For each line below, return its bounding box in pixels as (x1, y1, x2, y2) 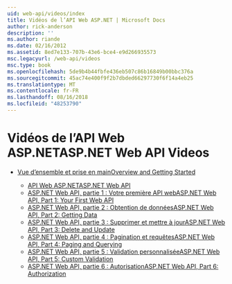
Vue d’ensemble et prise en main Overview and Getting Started (17, 168, 196, 176)
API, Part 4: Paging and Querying (27, 240, 123, 248)
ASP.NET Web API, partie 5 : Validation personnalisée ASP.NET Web (27, 247, 220, 256)
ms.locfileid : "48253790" (7, 100, 82, 107)
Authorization (27, 269, 66, 278)
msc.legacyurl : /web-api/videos (7, 55, 100, 62)
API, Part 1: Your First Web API (27, 195, 114, 204)
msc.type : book (7, 62, 51, 69)
